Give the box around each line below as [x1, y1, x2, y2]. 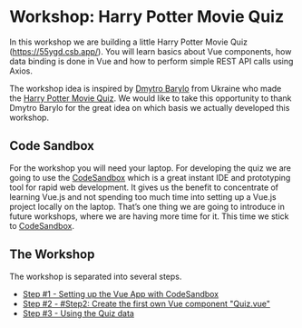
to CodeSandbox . [9, 220, 75, 231]
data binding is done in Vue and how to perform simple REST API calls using [9, 55, 294, 66]
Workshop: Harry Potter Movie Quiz [9, 6, 284, 27]
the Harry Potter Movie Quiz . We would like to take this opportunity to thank [9, 93, 292, 104]
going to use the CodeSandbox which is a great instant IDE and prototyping [9, 172, 291, 183]
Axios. [9, 65, 34, 76]
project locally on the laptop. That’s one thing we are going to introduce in [9, 201, 286, 212]
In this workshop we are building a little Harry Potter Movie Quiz [9, 36, 248, 47]
